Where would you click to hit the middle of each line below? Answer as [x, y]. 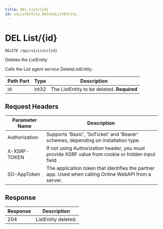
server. [54, 181]
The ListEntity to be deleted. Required [94, 89]
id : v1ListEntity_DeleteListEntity [41, 14]
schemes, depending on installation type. [93, 140]
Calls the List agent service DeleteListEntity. [49, 69]
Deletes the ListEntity [26, 60]
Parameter [24, 120]
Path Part [18, 81]
